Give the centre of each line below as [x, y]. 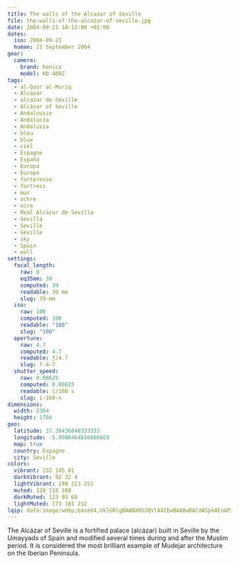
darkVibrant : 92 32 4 [46, 478]
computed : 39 [39, 285]
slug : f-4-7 [38, 365]
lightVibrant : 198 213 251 [54, 484]
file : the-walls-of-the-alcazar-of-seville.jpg [79, 21]
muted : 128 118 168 [43, 490]
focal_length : [34, 265]
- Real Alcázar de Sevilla [54, 213]
